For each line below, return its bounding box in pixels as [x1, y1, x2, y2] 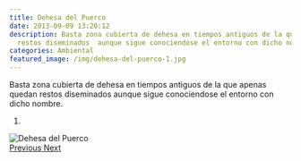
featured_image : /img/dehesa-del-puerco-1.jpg [9, 55, 186, 64]
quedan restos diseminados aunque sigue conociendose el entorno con [9, 89, 274, 99]
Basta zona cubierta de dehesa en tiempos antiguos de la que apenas [9, 80, 267, 89]
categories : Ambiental [9, 47, 94, 55]
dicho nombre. [9, 98, 64, 108]
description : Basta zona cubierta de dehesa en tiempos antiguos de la [9, 30, 282, 38]
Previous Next [9, 142, 62, 153]
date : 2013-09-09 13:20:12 [9, 21, 110, 30]
